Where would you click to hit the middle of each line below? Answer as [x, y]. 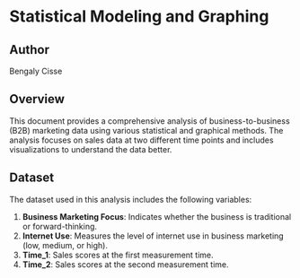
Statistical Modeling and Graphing [139, 17]
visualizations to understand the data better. [91, 149]
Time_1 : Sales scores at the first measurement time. [118, 255]
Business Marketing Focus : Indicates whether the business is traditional [157, 216]
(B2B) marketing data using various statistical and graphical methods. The [146, 130]
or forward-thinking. [59, 226]
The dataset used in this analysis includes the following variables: [131, 199]
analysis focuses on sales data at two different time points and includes [141, 140]
